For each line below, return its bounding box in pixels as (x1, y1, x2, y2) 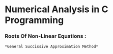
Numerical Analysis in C (5, 4, 108, 15)
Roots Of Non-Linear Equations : (5, 33, 87, 40)
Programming (5, 14, 64, 26)
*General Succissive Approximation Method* (5, 44, 99, 49)
